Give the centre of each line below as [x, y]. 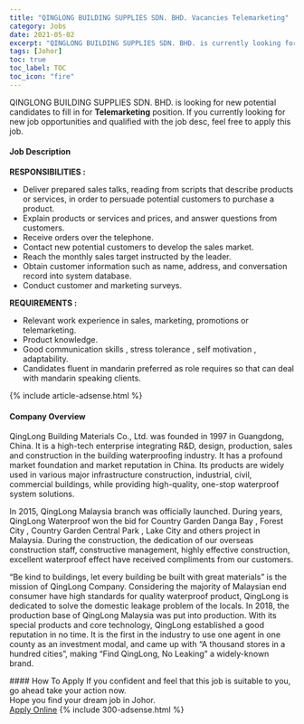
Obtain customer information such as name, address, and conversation [155, 266]
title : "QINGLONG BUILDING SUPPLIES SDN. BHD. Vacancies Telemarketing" [149, 18]
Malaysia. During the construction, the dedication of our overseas [132, 541]
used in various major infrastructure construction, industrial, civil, [131, 475]
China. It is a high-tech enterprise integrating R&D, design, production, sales [151, 446]
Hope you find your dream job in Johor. [82, 700]
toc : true [28, 60]
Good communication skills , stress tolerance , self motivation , [139, 349]
